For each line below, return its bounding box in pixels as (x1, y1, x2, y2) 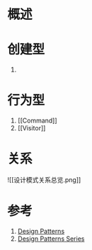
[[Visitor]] (17, 124, 46, 132)
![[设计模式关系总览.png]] (7, 176, 81, 184)
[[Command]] (17, 116, 58, 125)
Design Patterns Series (17, 234, 85, 243)
